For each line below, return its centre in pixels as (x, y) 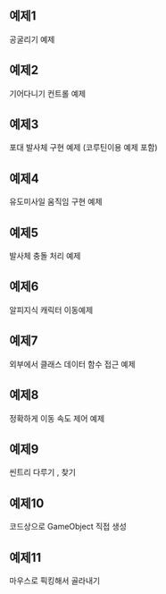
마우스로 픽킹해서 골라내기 (55, 581)
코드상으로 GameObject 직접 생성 (68, 527)
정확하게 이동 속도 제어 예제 (57, 418)
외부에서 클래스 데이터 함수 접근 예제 (72, 364)
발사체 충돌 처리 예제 (45, 256)
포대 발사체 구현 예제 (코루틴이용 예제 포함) (83, 148)
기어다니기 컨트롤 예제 (48, 93)
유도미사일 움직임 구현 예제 (56, 202)
